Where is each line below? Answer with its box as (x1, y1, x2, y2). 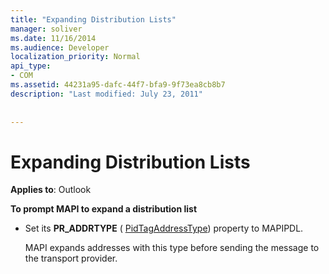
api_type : (10, 61, 52, 71)
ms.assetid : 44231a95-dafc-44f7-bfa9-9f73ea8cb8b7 (10, 80, 226, 90)
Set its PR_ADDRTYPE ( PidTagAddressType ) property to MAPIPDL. (24, 222, 304, 235)
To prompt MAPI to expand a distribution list (10, 203, 198, 215)
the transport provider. (24, 252, 118, 265)
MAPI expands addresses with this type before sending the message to (24, 242, 320, 254)
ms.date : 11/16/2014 (10, 33, 97, 43)
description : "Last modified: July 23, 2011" (10, 89, 203, 99)
